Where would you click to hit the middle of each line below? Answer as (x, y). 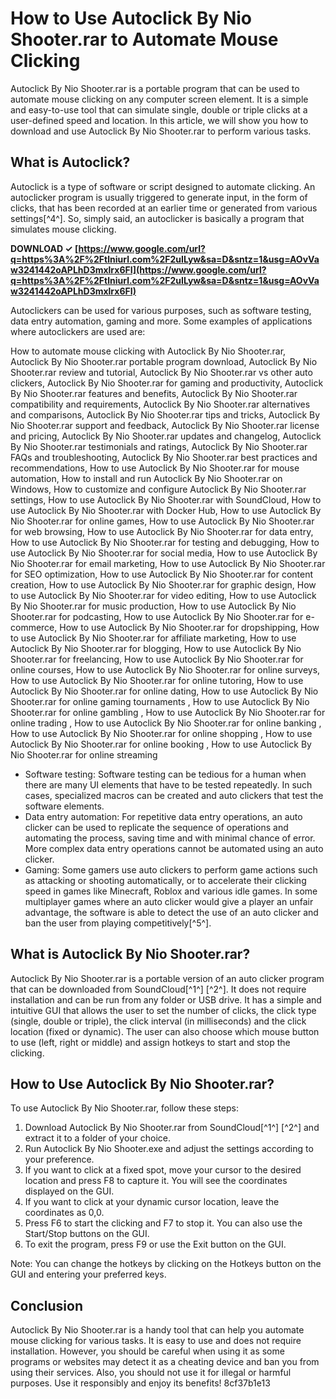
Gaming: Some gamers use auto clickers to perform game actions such (171, 869)
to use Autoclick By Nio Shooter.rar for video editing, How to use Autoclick (163, 595)
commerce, (34, 627)
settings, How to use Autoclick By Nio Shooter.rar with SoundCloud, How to (166, 499)
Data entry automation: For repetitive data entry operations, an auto (163, 816)
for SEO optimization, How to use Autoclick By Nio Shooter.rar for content (162, 574)
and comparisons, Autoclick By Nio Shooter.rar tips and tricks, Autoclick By (165, 414)
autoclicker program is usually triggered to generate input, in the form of (159, 197)
